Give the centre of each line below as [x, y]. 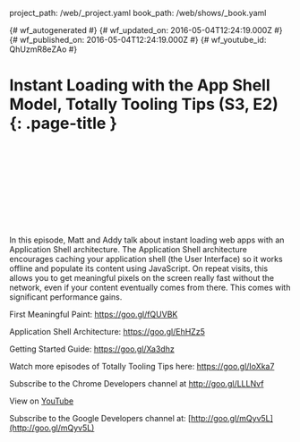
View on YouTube [42, 401]
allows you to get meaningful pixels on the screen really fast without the [142, 277]
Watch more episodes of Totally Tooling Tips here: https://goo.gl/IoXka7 [142, 366]
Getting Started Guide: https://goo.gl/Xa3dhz [92, 349]
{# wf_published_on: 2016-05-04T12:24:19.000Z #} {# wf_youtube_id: [138, 40]
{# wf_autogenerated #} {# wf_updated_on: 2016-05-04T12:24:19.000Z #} [146, 30]
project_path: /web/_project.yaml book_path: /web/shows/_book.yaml [138, 13]
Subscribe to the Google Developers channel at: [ [100, 418]
